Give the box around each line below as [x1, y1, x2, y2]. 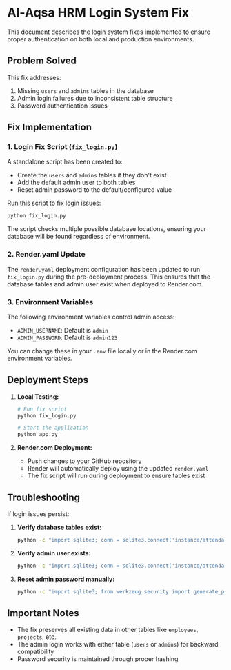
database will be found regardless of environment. [7, 233, 150, 241]
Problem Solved [7, 55, 77, 67]
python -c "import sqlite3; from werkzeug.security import [17, 588, 191, 595]
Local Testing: [17, 392, 59, 401]
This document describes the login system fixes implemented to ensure [7, 28, 210, 36]
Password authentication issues [17, 101, 108, 110]
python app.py [17, 431, 58, 438]
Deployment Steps [7, 374, 88, 386]
